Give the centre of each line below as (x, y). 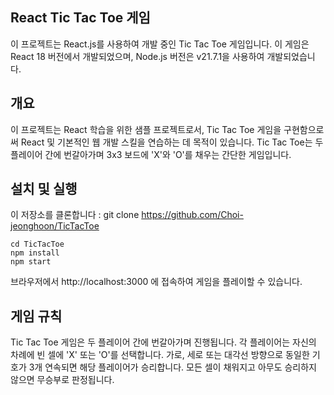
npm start (31, 262)
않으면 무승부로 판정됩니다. (62, 380)
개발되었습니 (291, 56)
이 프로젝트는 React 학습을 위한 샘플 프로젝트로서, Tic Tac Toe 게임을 (146, 129)
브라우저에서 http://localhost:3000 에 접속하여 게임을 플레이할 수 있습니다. (156, 282)
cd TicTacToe (37, 244)
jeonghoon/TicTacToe (55, 226)
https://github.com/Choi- (192, 215)
